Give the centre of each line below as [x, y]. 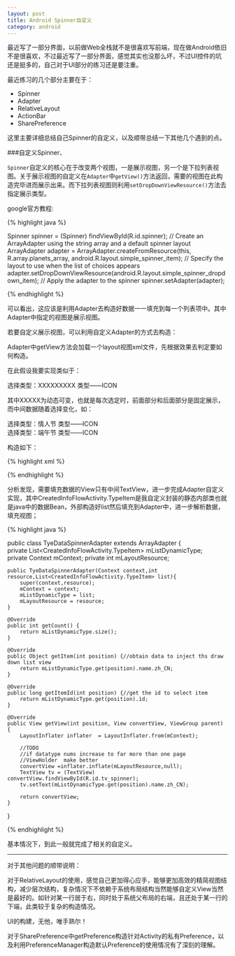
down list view [29, 662]
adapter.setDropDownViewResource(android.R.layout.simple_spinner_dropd [116, 273]
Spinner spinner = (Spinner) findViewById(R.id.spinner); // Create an [106, 236]
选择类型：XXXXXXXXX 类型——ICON [62, 386]
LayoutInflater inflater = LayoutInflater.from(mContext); [109, 736]
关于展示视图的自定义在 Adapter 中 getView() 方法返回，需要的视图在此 [118, 176]
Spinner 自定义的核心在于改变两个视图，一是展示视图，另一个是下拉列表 [110, 168]
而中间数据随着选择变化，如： [50, 409]
